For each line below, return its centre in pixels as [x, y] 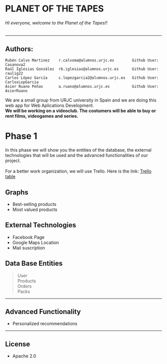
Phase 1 [21, 136]
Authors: [19, 49]
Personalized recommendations [45, 324]
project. [13, 161]
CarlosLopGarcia [22, 82]
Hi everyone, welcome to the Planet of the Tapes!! [56, 22]
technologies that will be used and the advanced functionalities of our [77, 156]
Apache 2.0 [24, 356]
